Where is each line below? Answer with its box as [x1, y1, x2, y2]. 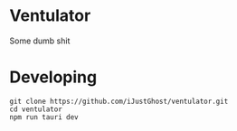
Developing [9, 67, 98, 88]
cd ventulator [9, 105, 63, 114]
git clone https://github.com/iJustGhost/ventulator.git [9, 97, 229, 106]
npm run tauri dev [9, 112, 79, 122]
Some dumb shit [9, 35, 71, 46]
